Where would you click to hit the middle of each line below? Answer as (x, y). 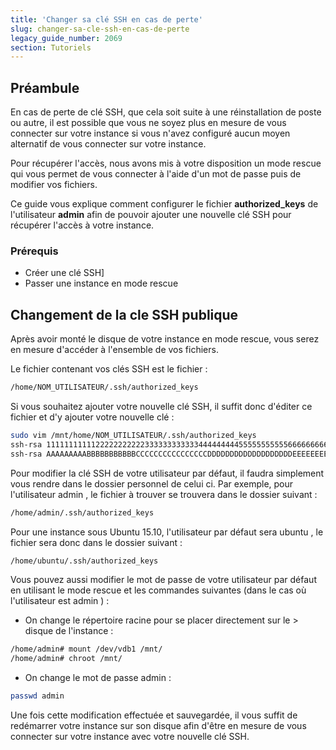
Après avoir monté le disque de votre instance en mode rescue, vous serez (165, 339)
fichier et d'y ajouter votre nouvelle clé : (92, 417)
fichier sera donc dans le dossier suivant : (96, 542)
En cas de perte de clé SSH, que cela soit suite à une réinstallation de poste (166, 112)
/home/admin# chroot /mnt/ (66, 659)
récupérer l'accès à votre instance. (82, 225)
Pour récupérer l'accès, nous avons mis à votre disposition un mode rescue (166, 163)
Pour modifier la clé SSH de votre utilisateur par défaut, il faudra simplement (167, 473)
